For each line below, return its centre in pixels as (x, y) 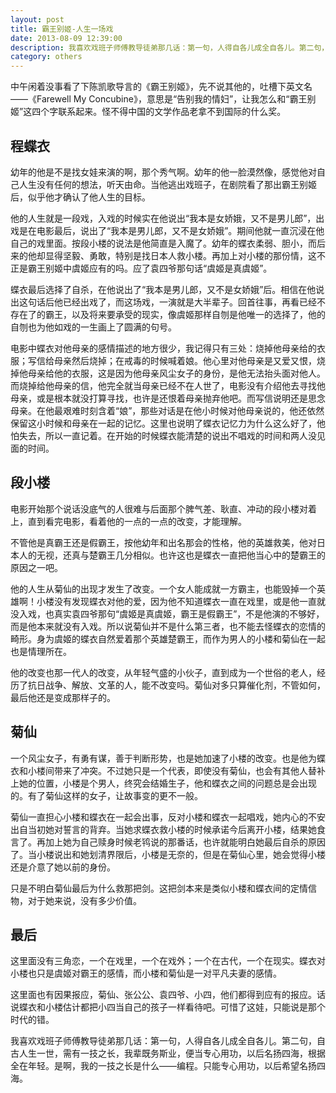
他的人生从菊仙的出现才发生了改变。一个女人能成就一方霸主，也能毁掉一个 (163, 588)
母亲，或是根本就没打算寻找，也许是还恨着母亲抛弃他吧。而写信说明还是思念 (168, 398)
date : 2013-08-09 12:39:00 (66, 38)
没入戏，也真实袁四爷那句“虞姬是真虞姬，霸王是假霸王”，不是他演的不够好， (167, 613)
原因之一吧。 (36, 567)
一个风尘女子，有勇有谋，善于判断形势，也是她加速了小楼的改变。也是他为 (163, 758)
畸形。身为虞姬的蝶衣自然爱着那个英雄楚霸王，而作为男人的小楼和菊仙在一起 (168, 638)
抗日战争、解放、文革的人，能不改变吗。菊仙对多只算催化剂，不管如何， (176, 685)
